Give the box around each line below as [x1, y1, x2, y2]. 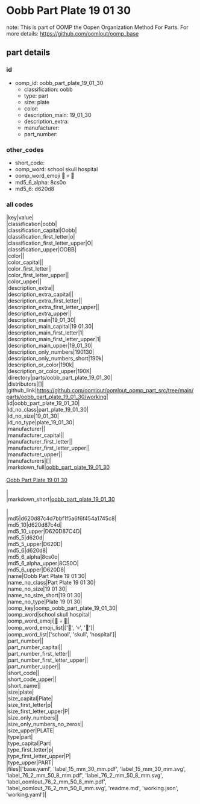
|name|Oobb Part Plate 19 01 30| [6, 573, 87, 580]
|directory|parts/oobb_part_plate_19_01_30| [6, 374, 113, 382]
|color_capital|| [6, 259, 43, 266]
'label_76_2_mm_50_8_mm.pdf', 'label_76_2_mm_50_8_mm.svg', [6, 772, 164, 779]
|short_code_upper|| [6, 676, 57, 683]
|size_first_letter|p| [6, 702, 53, 709]
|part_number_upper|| [6, 663, 61, 670]
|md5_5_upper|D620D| [6, 541, 63, 548]
